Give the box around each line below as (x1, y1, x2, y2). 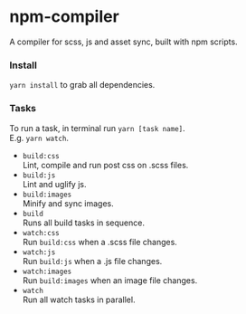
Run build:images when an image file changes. (22, 274, 198, 286)
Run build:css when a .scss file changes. (22, 236, 178, 247)
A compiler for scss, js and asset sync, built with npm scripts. (9, 36, 238, 47)
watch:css (22, 228, 61, 237)
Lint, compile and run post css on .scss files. (22, 159, 189, 170)
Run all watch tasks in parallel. (22, 294, 136, 305)
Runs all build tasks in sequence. (22, 217, 145, 228)
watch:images (22, 267, 72, 276)
